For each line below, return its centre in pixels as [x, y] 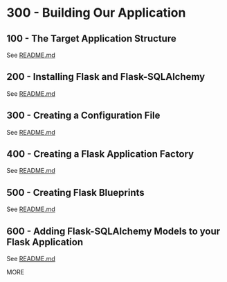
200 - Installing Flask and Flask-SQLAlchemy [106, 77]
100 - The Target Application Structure [92, 39]
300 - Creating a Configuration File [83, 116]
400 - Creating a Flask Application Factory [100, 154]
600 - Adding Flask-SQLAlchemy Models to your [113, 231]
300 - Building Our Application [96, 13]
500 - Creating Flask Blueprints [75, 192]
